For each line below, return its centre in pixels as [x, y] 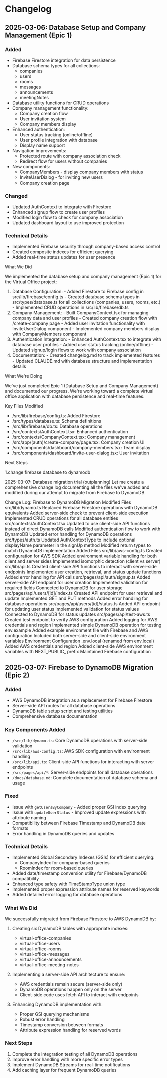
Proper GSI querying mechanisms [54, 1014]
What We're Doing [24, 376]
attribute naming [29, 817]
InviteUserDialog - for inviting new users [61, 177]
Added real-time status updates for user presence [64, 257]
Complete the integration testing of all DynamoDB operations [75, 1054]
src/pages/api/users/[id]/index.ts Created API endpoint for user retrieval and [83, 593]
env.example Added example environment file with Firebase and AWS [77, 630]
